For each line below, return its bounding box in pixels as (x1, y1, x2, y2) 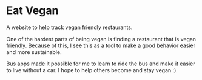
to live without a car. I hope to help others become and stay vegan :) (6, 66, 177, 73)
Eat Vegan (6, 4, 59, 18)
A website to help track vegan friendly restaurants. (6, 24, 133, 31)
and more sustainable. (6, 48, 62, 55)
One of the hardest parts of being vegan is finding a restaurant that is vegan (6, 35, 196, 42)
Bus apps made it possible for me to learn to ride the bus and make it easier (6, 60, 195, 67)
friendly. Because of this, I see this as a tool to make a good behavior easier (6, 42, 196, 49)
